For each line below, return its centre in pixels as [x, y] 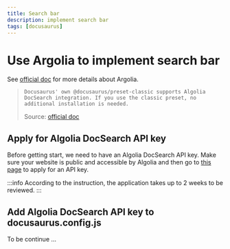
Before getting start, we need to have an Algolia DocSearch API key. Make [112, 155]
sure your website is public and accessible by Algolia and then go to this [109, 162]
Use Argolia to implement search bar [114, 60]
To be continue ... [32, 239]
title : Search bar [33, 13]
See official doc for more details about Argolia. [73, 79]
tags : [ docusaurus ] [35, 26]
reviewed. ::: [25, 191]
